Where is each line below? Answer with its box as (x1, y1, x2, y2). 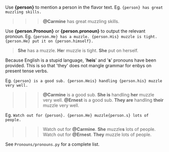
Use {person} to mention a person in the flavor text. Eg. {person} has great (5, 5, 163, 10)
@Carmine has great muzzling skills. (42, 19, 120, 24)
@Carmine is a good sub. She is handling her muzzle (42, 92, 155, 97)
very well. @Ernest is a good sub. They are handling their (42, 97, 164, 103)
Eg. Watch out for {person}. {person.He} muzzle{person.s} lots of (5, 112, 149, 118)
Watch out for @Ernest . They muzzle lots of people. (42, 131, 152, 137)
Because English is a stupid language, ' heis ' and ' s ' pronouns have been (5, 57, 156, 63)
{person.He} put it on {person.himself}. (5, 39, 94, 44)
